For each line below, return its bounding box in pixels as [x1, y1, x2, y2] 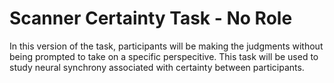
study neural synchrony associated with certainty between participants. [9, 61, 305, 73]
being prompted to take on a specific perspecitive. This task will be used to [9, 50, 319, 62]
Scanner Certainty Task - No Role [9, 7, 293, 30]
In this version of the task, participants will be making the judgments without [9, 40, 324, 52]
